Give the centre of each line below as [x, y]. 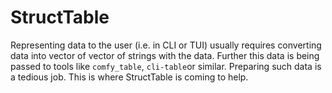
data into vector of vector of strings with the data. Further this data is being [165, 55]
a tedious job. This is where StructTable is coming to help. [129, 77]
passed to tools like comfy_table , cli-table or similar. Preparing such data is [166, 66]
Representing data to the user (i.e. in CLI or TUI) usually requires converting [166, 45]
